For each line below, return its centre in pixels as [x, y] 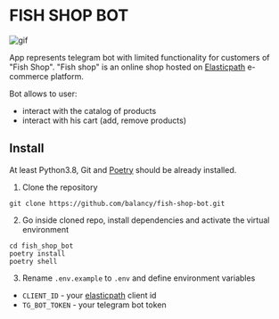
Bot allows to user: [43, 94]
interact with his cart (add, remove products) [104, 120]
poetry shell [33, 261]
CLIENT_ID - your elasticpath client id [89, 295]
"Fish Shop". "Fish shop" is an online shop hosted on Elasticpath [127, 67]
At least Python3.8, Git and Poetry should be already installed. [123, 169]
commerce [29, 76]
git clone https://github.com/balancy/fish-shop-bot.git [117, 203]
